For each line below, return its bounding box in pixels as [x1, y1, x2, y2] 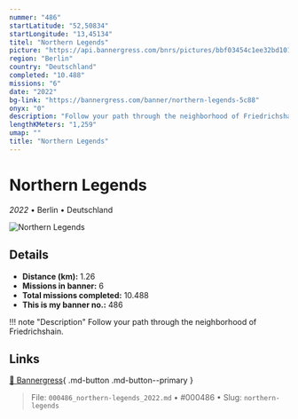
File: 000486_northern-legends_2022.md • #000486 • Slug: [30, 392, 242, 403]
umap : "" [9, 129, 42, 138]
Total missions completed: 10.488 [21, 289, 149, 300]
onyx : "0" [9, 104, 46, 113]
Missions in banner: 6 [21, 281, 105, 291]
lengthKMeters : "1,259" [9, 121, 98, 130]
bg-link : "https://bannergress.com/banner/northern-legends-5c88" [9, 95, 260, 105]
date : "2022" [9, 87, 58, 96]
